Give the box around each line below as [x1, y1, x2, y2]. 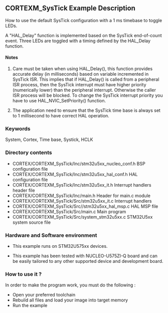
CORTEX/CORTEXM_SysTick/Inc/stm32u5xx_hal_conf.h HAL [12, 171, 138, 177]
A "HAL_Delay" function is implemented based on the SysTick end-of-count [5, 32, 162, 38]
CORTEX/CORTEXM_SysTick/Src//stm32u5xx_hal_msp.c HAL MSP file [12, 203, 158, 209]
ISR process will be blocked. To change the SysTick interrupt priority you [12, 92, 163, 98]
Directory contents [5, 149, 53, 156]
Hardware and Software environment [5, 232, 97, 239]
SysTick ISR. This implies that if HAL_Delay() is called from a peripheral [12, 76, 159, 82]
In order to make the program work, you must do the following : [5, 282, 136, 288]
